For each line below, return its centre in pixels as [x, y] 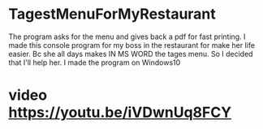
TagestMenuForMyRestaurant [112, 14]
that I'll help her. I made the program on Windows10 [95, 62]
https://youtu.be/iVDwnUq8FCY [120, 112]
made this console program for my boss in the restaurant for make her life [132, 45]
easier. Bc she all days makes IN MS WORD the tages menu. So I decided [131, 54]
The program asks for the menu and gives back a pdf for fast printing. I [127, 37]
